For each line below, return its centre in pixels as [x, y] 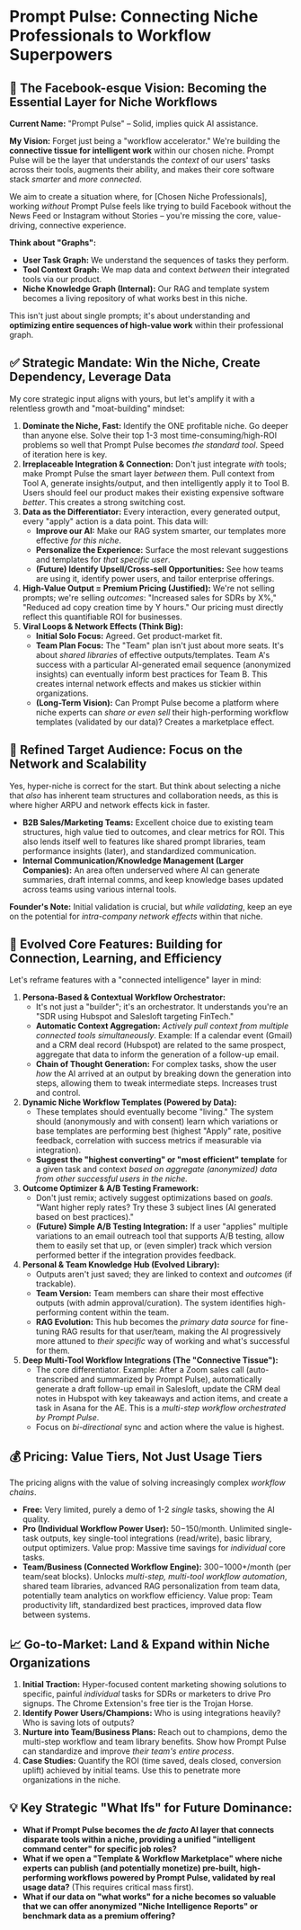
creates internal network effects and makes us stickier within [148, 683]
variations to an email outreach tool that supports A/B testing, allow [160, 1236]
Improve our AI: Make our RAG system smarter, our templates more [161, 530]
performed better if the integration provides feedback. [136, 1255]
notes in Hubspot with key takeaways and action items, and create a [162, 1399]
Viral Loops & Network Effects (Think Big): [103, 626]
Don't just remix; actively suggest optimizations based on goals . [154, 1198]
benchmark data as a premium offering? [99, 1916]
